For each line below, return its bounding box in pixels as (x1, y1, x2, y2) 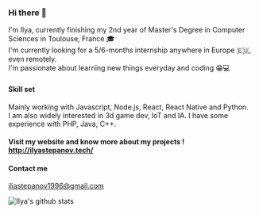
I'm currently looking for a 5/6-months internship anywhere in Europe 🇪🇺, (8, 45, 252, 55)
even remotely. (8, 55, 57, 64)
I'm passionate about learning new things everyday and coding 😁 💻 (8, 63, 230, 73)
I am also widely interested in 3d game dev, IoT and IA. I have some (8, 110, 229, 120)
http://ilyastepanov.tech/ (8, 146, 94, 155)
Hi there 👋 (8, 7, 48, 18)
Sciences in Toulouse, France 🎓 (8, 34, 115, 44)
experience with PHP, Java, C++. (8, 119, 117, 128)
